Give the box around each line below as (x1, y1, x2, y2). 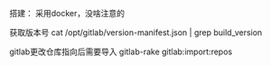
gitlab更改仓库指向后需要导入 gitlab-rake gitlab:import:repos (9, 46, 233, 57)
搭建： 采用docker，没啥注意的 (9, 8, 125, 18)
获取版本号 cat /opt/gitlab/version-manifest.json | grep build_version (9, 27, 263, 38)
